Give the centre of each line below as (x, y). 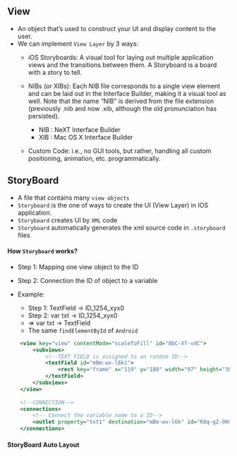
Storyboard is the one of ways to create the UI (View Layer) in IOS (113, 205)
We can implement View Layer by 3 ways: (78, 43)
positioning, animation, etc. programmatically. (94, 158)
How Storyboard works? (42, 251)
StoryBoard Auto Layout (43, 445)
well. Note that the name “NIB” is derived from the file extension (121, 101)
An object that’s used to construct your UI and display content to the (117, 28)
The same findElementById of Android (83, 330)
